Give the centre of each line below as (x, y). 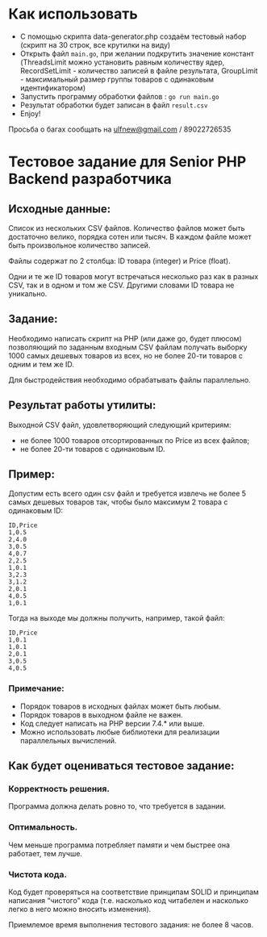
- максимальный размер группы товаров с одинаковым (117, 79)
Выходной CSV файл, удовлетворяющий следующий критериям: (120, 425)
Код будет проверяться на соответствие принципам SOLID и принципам (134, 892)
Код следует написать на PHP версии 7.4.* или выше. (113, 723)
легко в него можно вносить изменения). (80, 909)
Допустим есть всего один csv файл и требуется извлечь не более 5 (127, 494)
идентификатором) (53, 88)
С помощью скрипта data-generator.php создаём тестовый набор (133, 36)
